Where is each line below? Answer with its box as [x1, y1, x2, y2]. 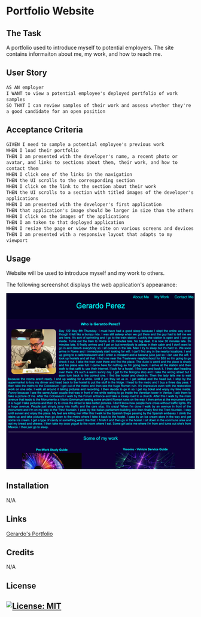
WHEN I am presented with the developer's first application [6, 201, 162, 208]
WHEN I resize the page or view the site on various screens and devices [6, 225, 194, 232]
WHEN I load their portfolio [6, 147, 79, 154]
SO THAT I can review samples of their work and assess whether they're [6, 102, 191, 109]
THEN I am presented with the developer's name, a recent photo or [6, 153, 178, 160]
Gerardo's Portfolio [6, 530, 53, 537]
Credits [6, 547, 35, 558]
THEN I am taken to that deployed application [6, 219, 124, 226]
